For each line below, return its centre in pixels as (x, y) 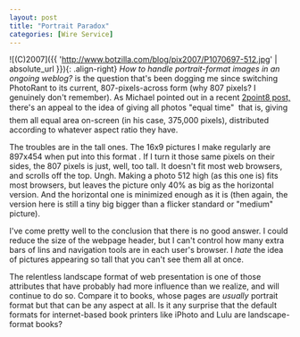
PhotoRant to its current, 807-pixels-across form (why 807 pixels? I (133, 88)
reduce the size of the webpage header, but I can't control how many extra (147, 240)
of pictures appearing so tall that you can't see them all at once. (126, 259)
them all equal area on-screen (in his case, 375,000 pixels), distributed (139, 121)
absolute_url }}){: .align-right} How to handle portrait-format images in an (145, 69)
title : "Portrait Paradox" (59, 26)
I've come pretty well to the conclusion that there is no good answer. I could (149, 231)
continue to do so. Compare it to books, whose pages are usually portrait (144, 296)
